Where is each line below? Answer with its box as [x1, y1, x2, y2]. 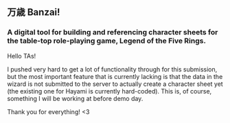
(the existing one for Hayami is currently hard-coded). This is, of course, [7, 87, 212, 95]
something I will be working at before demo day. [7, 94, 143, 102]
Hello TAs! [7, 52, 36, 60]
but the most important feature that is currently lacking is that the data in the [7, 72, 223, 80]
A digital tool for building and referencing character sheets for [7, 27, 218, 37]
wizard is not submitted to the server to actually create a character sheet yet [7, 80, 223, 88]
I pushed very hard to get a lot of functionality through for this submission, [7, 65, 218, 74]
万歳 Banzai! [7, 6, 60, 19]
